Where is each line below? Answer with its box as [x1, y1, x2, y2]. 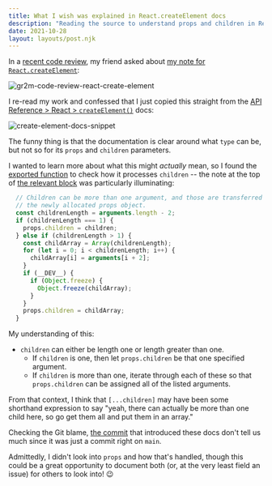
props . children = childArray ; [23, 307, 125, 315]
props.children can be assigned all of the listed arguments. [32, 379, 231, 389]
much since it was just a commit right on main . [8, 437, 162, 446]
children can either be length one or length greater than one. [19, 345, 224, 355]
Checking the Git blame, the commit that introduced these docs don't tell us [8, 428, 261, 437]
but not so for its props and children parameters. [8, 145, 172, 155]
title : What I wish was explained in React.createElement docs [8, 11, 227, 20]
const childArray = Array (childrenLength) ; [23, 239, 172, 247]
